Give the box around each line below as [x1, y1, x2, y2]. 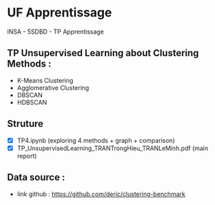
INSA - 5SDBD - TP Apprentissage [7, 27, 104, 36]
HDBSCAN [16, 98, 47, 106]
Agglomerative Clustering [16, 84, 90, 92]
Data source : [7, 171, 65, 183]
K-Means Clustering [16, 76, 74, 84]
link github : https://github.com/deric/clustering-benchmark [16, 190, 186, 198]
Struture [7, 118, 44, 130]
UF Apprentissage [7, 5, 112, 21]
